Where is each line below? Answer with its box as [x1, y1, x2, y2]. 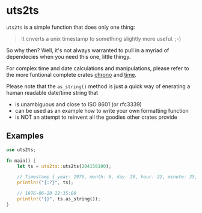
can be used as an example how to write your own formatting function [14, 107, 189, 114]
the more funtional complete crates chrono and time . [6, 71, 137, 78]
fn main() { [6, 157, 36, 164]
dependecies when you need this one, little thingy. [6, 53, 131, 60]
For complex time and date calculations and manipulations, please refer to [6, 64, 189, 72]
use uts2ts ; [6, 146, 36, 153]
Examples [6, 131, 44, 141]
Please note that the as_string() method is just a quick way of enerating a [6, 82, 191, 90]
